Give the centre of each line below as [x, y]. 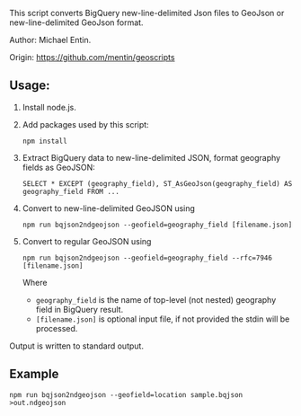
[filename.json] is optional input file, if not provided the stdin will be [163, 319]
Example [34, 374]
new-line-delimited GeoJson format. [76, 22]
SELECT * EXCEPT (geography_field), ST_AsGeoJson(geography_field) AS [157, 183]
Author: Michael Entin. [50, 40]
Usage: [30, 86]
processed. [57, 328]
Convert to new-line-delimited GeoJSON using [109, 208]
